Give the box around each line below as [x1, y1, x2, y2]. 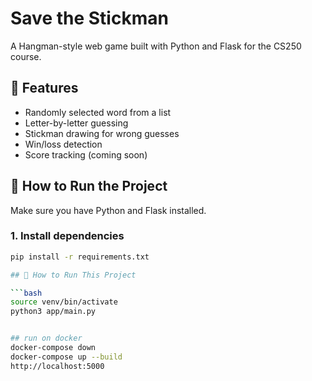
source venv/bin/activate [10, 297, 118, 307]
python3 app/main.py [10, 307, 97, 317]
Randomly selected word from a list [24, 106, 172, 118]
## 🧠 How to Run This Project [10, 270, 137, 280]
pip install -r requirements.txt [10, 252, 150, 262]
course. [10, 50, 42, 62]
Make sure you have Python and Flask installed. [10, 204, 207, 216]
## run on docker [10, 333, 83, 344]
